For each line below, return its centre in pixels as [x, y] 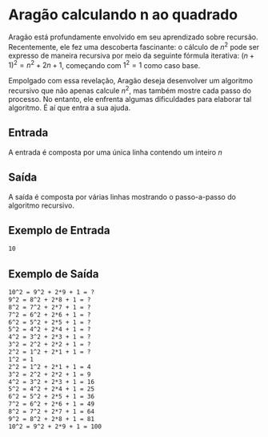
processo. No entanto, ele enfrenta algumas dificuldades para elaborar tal [130, 99]
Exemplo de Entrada [59, 230]
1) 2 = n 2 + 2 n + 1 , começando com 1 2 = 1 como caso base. [104, 64]
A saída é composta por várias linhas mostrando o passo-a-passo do [122, 196]
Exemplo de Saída [54, 274]
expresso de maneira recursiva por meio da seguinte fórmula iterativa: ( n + [131, 55]
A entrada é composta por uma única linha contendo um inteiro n [115, 152]
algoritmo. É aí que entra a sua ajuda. [70, 107]
